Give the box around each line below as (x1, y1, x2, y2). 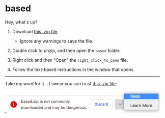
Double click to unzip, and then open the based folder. (12, 47, 121, 53)
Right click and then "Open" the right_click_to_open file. (12, 57, 128, 63)
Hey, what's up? (5, 19, 38, 25)
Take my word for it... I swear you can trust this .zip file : (5, 80, 117, 86)
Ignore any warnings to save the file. (19, 38, 93, 44)
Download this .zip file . (12, 28, 59, 34)
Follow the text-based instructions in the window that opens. (12, 67, 135, 72)
